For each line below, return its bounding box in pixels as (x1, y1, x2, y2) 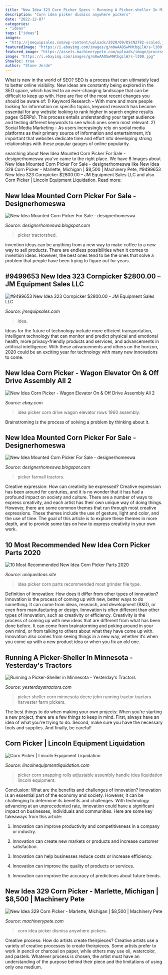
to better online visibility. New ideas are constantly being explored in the (5, 82, 154, 88)
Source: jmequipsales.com (5, 308, 60, 314)
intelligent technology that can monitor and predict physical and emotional (5, 333, 158, 339)
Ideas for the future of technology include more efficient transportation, (5, 327, 152, 333)
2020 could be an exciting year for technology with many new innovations (5, 349, 158, 355)
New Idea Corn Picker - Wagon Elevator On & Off (5, 369, 159, 377)
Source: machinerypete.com (5, 918, 64, 924)
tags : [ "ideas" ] (5, 31, 39, 36)
